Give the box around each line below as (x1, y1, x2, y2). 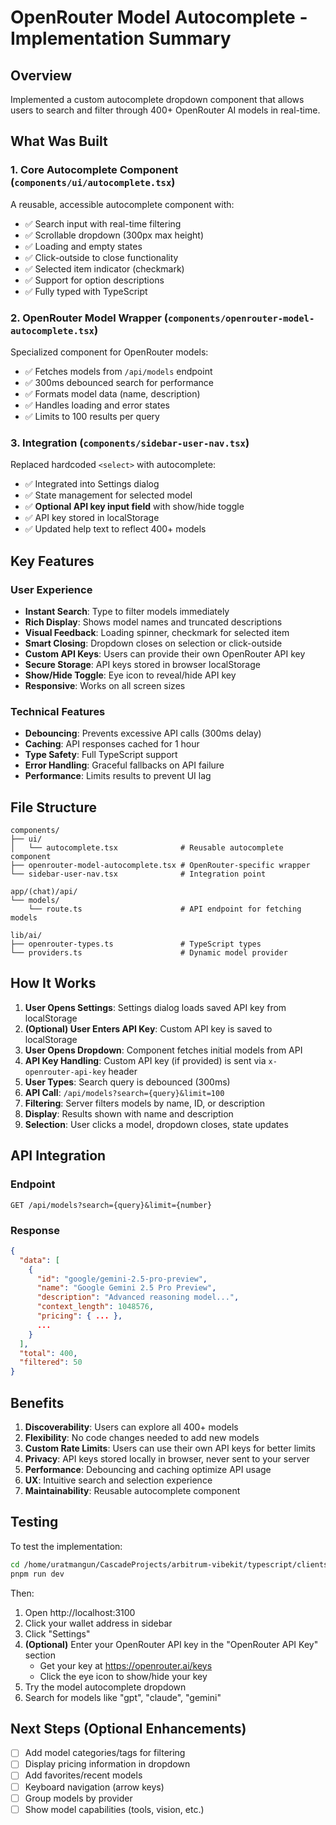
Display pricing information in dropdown (24, 1758, 191, 1770)
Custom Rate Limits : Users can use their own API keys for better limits (24, 1442, 316, 1454)
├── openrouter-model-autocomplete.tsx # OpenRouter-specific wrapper (10, 861, 311, 871)
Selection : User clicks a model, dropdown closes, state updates (24, 1118, 289, 1130)
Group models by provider (24, 1792, 133, 1804)
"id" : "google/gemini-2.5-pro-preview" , (36, 1274, 208, 1284)
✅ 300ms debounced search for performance (24, 376, 215, 388)
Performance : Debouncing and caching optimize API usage (24, 1463, 272, 1475)
